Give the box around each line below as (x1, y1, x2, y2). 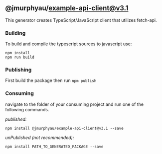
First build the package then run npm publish (5, 77, 97, 83)
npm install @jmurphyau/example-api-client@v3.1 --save (5, 126, 124, 131)
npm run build (5, 55, 35, 60)
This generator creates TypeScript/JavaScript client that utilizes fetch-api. (5, 17, 157, 23)
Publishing (5, 67, 32, 74)
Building (5, 29, 26, 36)
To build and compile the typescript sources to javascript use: (5, 41, 132, 47)
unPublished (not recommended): (5, 134, 74, 141)
